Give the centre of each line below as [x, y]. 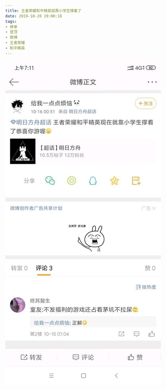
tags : [11, 21]
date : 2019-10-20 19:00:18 [34, 16]
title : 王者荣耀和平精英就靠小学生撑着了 [44, 11]
